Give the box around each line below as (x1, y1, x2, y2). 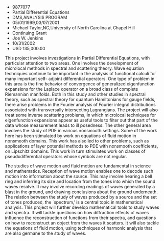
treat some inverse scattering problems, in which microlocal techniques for (5, 112, 156, 118)
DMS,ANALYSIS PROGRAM (12, 15, 68, 20)
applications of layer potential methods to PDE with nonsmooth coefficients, (5, 143, 158, 149)
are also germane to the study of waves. (5, 230, 87, 236)
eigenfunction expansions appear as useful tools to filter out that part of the (5, 117, 158, 123)
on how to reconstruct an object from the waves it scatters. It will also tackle (5, 220, 159, 226)
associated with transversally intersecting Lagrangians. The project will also (5, 107, 158, 113)
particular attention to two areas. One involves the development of (5, 60, 139, 66)
